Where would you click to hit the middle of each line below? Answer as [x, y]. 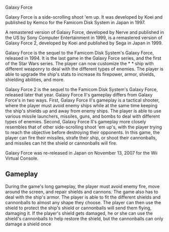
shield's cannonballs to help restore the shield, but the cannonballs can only [84, 218]
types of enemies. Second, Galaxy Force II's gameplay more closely [76, 122]
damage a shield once [28, 224]
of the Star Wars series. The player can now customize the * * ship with [79, 63]
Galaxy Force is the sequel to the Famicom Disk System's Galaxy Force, [80, 53]
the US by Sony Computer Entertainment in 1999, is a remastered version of [84, 38]
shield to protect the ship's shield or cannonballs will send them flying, [78, 208]
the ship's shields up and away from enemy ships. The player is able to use [83, 111]
